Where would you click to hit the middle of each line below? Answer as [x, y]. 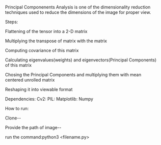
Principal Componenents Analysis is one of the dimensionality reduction [78, 7]
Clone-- [13, 118]
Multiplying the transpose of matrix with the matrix [56, 41]
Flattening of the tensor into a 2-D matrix [46, 31]
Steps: [12, 22]
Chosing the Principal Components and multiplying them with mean [73, 75]
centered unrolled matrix [30, 80]
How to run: [17, 108]
